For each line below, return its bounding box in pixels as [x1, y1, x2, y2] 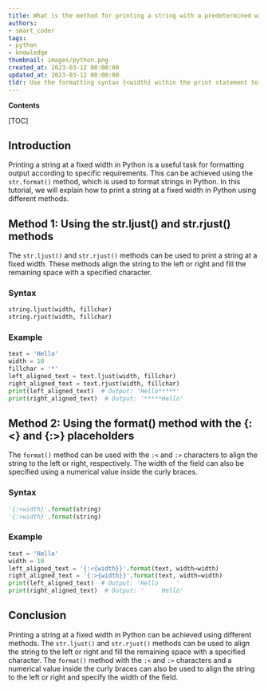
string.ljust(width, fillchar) [8, 306, 112, 313]
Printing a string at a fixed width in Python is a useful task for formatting [8, 160, 245, 170]
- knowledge [8, 49, 48, 57]
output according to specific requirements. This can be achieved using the [8, 168, 254, 178]
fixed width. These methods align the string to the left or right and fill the [8, 259, 246, 269]
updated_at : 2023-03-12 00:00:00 [8, 71, 120, 79]
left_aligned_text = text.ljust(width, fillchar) [8, 373, 177, 380]
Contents [8, 101, 40, 110]
